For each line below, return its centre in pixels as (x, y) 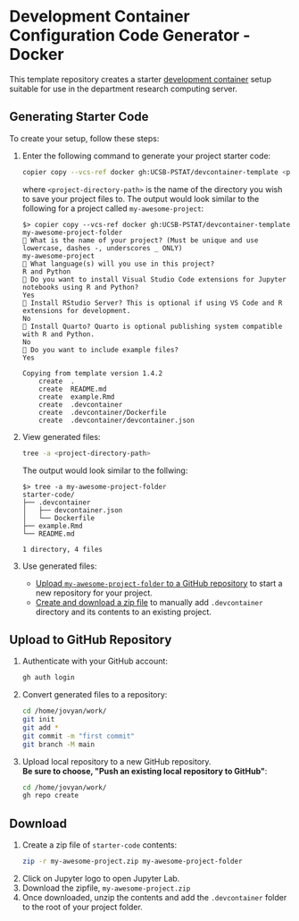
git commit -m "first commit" (79, 736)
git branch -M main (58, 744)
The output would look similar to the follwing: (105, 470)
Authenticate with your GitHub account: (95, 661)
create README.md (73, 389)
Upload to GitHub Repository (91, 640)
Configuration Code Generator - (130, 35)
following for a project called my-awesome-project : (113, 208)
